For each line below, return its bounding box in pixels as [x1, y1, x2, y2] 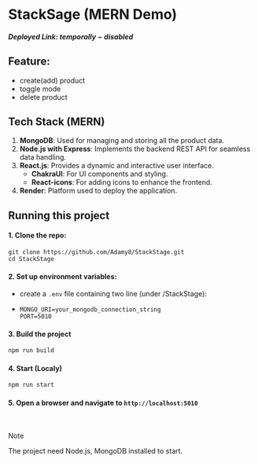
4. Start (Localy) [8, 363, 63, 373]
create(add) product [19, 75, 86, 85]
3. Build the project [8, 329, 72, 339]
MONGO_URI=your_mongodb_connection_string [19, 306, 161, 314]
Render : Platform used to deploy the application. [19, 186, 178, 196]
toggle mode [19, 84, 61, 94]
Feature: [8, 55, 50, 68]
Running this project [8, 208, 110, 222]
